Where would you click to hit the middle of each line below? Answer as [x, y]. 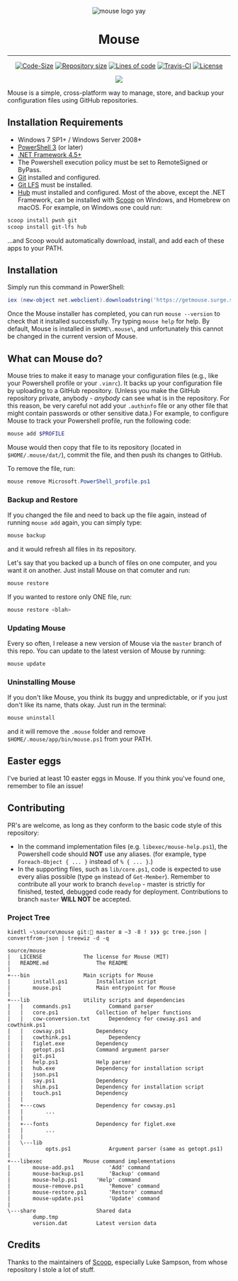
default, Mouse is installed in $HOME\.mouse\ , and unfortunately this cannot [115, 329]
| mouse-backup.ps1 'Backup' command [84, 1173]
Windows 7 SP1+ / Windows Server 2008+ [80, 140]
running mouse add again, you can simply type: [75, 523]
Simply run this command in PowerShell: [66, 287]
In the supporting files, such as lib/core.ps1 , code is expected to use [119, 869]
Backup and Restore [43, 499]
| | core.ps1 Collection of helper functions [100, 1013]
